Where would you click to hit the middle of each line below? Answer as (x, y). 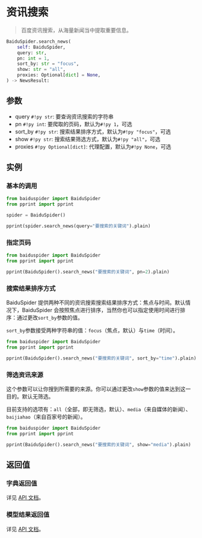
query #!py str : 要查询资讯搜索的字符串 (64, 116)
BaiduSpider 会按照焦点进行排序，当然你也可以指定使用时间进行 (101, 310)
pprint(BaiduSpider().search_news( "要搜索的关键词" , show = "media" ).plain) (99, 445)
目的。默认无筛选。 (30, 397)
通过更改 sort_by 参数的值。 (50, 318)
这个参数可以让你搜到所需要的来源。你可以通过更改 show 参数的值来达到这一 (99, 389)
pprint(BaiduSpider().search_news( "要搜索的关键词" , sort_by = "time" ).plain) (101, 358)
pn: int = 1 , (33, 58)
